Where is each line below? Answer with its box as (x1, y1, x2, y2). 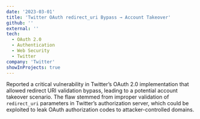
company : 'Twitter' (6, 59, 55, 65)
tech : (6, 31, 20, 37)
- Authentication (11, 42, 55, 48)
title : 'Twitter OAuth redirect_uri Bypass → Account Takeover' (6, 14, 171, 20)
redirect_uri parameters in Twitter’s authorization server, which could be (6, 100, 189, 107)
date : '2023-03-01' (6, 8, 55, 15)
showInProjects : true (6, 64, 61, 71)
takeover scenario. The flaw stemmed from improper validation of (6, 93, 169, 100)
